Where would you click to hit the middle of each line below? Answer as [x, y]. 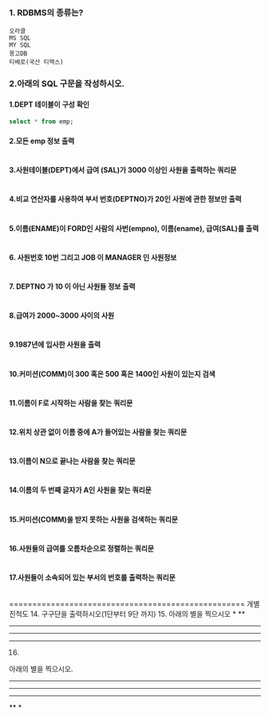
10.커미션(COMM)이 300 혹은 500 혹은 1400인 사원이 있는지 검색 [112, 374]
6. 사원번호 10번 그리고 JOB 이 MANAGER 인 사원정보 [93, 257]
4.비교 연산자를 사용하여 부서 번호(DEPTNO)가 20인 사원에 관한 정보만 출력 [125, 199]
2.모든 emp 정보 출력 [42, 141]
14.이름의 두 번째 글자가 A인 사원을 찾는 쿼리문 [81, 490]
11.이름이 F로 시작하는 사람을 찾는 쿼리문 [71, 402]
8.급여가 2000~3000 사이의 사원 [62, 316]
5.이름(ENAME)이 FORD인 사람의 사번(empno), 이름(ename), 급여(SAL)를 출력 [134, 228]
